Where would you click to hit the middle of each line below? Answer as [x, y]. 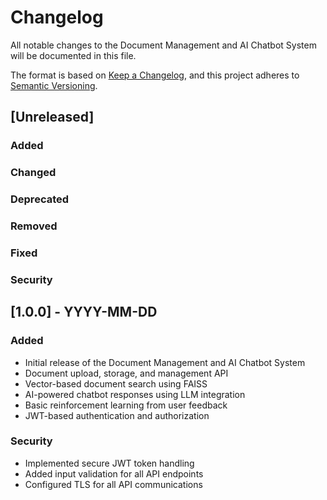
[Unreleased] [52, 117]
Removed [34, 226]
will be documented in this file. [73, 55]
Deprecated [40, 199]
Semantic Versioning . [54, 85]
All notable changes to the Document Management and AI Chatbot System [163, 45]
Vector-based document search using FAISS [116, 383]
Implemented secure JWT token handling [109, 463]
